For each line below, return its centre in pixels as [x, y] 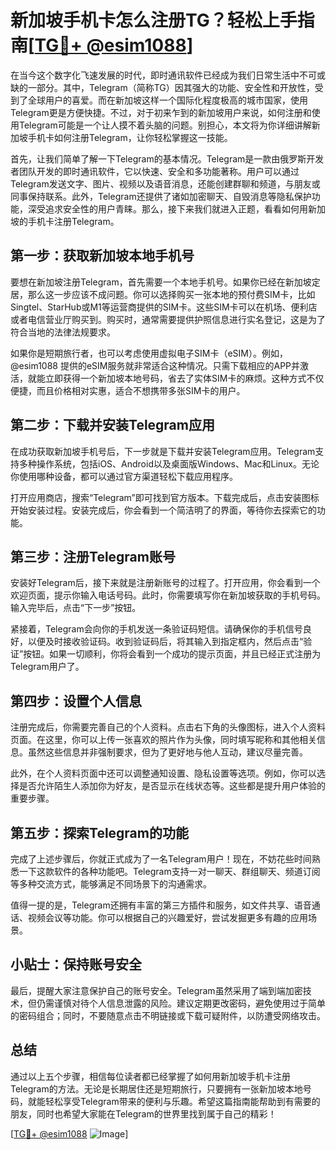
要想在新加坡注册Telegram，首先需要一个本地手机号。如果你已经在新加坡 [161, 282]
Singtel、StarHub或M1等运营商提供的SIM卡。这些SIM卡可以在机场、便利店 [164, 307]
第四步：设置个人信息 [76, 701]
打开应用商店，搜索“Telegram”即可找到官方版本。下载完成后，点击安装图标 [165, 497]
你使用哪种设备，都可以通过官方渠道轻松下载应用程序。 [124, 476]
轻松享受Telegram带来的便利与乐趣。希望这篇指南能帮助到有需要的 [182, 1101]
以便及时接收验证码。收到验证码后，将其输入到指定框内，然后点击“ [165, 642]
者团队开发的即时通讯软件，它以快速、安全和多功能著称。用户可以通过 [155, 171]
